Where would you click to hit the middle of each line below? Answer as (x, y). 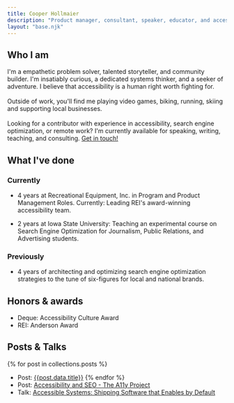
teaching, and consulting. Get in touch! (63, 138)
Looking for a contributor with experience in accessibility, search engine (111, 123)
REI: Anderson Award (48, 325)
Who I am (28, 55)
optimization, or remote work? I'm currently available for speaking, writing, (114, 131)
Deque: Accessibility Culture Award (68, 317)
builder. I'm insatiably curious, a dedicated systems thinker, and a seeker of (115, 79)
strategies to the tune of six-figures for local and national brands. (111, 279)
